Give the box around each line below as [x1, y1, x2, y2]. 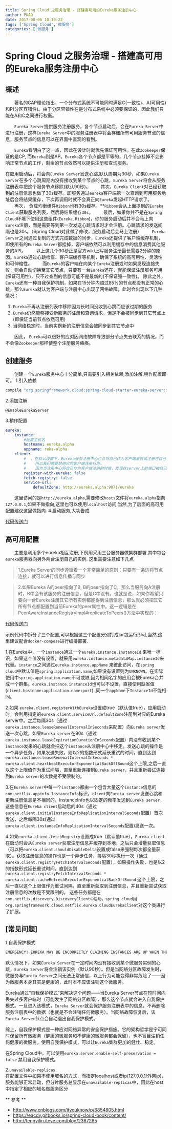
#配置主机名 [24, 437, 45, 442]
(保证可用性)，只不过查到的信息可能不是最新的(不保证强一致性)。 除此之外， [5, 273, 166, 279]
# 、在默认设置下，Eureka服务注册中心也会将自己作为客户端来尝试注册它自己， [24, 456, 170, 461]
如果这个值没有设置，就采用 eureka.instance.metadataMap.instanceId [14, 655, 160, 661]
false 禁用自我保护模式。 [5, 1056, 59, 1062]
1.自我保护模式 [5, 939, 36, 945]
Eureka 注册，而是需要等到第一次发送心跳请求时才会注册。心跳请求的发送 [5, 222, 158, 228]
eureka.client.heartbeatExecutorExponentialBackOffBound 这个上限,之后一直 [5, 760, 166, 767]
